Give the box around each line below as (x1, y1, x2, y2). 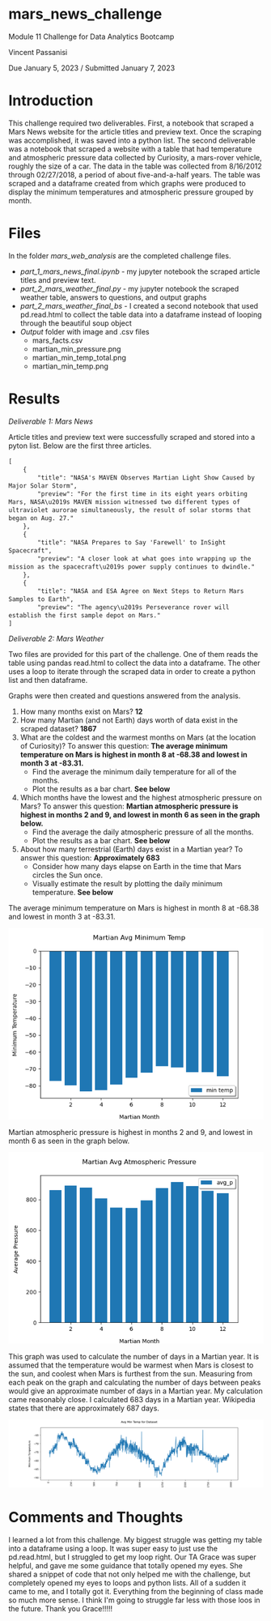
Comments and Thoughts (8, 1508, 184, 1527)
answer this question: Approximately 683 (19, 852, 160, 863)
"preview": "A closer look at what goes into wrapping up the (37, 554, 252, 563)
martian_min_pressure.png (32, 343, 121, 353)
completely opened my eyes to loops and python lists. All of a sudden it (8, 1578, 247, 1588)
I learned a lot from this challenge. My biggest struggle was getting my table (8, 1535, 263, 1545)
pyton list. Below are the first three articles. (8, 441, 152, 450)
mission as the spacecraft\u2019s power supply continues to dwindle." (8, 562, 255, 571)
